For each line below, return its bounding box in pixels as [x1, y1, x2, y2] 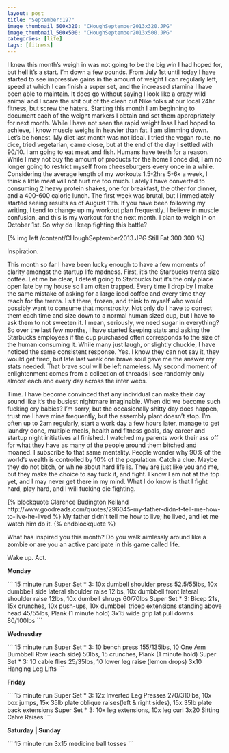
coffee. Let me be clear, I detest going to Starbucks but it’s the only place [7, 275, 213, 283]
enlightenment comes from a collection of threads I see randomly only [7, 370, 205, 377]
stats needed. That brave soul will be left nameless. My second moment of [7, 362, 217, 370]
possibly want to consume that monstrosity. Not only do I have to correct [7, 304, 213, 312]
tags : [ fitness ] [7, 42, 53, 49]
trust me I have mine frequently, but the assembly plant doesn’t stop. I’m [7, 412, 211, 420]
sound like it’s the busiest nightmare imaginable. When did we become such [7, 398, 221, 405]
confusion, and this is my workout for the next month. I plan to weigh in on [7, 214, 216, 221]
